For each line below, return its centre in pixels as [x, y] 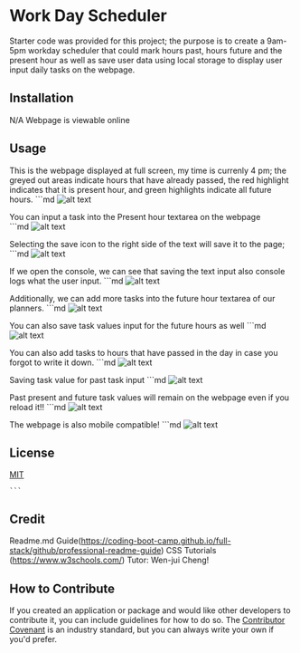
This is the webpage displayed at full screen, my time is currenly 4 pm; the [148, 170]
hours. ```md [32, 199]
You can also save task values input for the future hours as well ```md [138, 325]
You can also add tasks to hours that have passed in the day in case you [144, 352]
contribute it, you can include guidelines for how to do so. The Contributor [147, 620]
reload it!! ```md [37, 407]
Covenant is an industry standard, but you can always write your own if [141, 629]
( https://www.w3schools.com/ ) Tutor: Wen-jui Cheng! [109, 560]
